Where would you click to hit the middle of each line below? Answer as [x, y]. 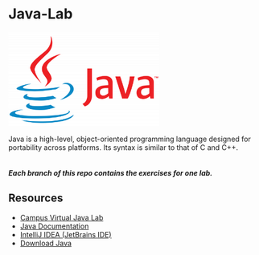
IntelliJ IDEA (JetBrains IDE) [66, 234]
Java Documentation [54, 226]
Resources [36, 198]
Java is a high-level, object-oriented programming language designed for [129, 139]
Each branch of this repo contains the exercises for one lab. [111, 172]
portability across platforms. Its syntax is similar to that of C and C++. [123, 147]
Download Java [46, 243]
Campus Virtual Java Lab [62, 217]
